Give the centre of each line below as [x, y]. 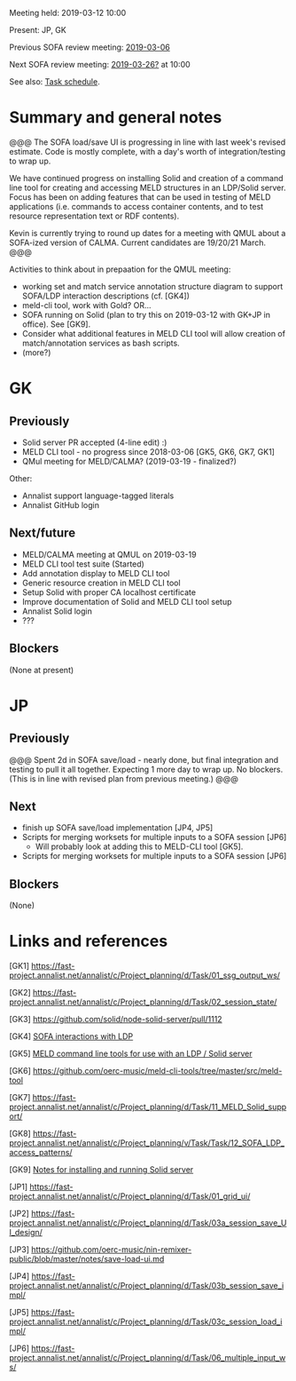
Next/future [43, 533]
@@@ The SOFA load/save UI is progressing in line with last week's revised [148, 142]
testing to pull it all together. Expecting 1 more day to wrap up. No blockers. [146, 769]
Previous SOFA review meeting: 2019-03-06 [90, 47]
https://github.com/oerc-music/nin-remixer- [111, 1250]
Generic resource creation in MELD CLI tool [101, 583]
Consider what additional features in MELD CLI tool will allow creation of [154, 333]
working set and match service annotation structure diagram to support [152, 286]
